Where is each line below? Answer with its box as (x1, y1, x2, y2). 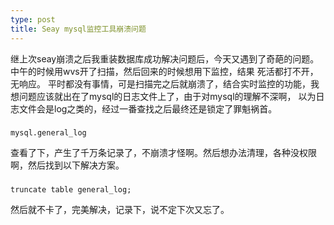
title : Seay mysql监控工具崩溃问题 (10, 24, 147, 34)
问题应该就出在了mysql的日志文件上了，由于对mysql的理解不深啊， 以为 (18, 90, 317, 102)
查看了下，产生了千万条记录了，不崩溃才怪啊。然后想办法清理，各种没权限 (10, 147, 317, 159)
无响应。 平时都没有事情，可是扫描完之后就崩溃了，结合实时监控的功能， (10, 77, 311, 90)
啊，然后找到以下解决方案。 (10, 159, 125, 171)
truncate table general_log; (10, 185, 132, 195)
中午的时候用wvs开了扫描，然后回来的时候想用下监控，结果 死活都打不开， (10, 65, 319, 77)
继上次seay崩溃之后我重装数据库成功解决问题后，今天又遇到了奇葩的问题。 (10, 52, 320, 65)
